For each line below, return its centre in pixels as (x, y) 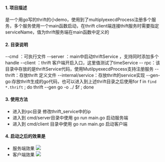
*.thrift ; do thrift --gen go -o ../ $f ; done (49, 87)
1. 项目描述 (16, 7)
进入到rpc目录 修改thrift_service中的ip (51, 111)
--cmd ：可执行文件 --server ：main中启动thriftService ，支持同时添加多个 (82, 56)
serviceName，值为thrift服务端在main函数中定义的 (57, 32)
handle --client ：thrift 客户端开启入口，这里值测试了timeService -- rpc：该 (83, 63)
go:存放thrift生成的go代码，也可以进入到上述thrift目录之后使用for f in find (81, 81)
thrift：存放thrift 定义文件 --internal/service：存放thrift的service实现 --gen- (83, 75)
